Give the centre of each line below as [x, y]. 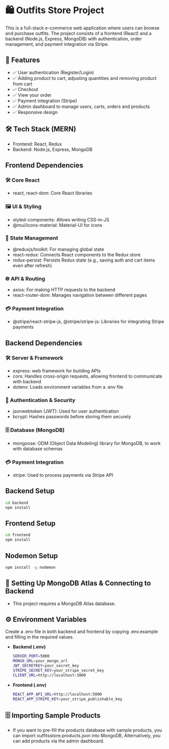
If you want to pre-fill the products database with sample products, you [87, 730]
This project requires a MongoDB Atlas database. [64, 603]
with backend [27, 382]
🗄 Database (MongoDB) [35, 430]
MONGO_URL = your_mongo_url [40, 661]
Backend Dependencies [44, 343]
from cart [22, 84]
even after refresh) [32, 265]
